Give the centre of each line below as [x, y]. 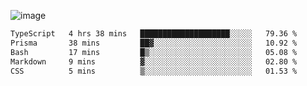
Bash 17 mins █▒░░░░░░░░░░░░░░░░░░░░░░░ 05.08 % [154, 52]
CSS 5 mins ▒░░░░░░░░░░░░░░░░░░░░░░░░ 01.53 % [154, 71]
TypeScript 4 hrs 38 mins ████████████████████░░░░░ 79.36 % [154, 34]
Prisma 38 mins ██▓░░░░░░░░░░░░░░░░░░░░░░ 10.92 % [154, 43]
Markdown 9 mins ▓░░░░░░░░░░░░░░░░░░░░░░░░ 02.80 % [154, 61]
